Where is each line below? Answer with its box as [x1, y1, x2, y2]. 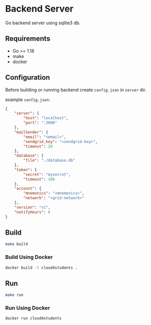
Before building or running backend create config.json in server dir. [5, 86, 147, 92]
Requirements [5, 34, 50, 43]
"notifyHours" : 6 [14, 209, 51, 215]
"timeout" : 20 [23, 144, 53, 149]
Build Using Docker [5, 254, 53, 261]
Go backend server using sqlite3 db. [5, 20, 81, 26]
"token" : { [14, 167, 37, 172]
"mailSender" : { [14, 129, 49, 134]
